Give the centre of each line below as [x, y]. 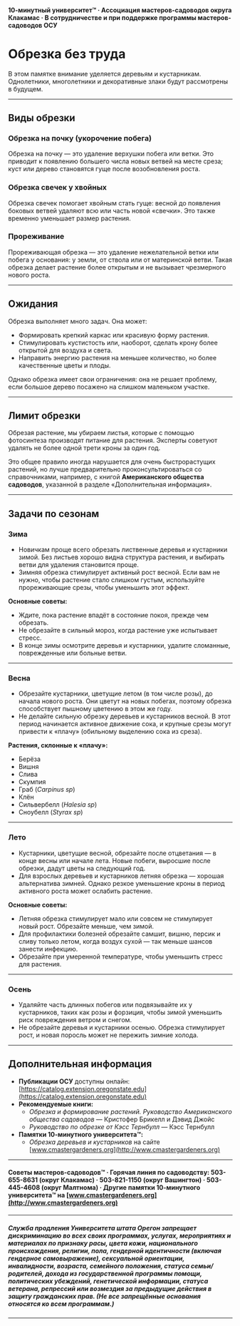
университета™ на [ [38, 1195]
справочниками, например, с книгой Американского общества [106, 477]
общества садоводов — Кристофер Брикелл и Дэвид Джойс [122, 1119]
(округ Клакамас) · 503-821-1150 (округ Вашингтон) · [122, 1180]
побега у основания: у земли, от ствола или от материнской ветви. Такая [120, 260]
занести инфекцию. [48, 949]
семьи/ [202, 1265]
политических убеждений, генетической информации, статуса [108, 1281]
